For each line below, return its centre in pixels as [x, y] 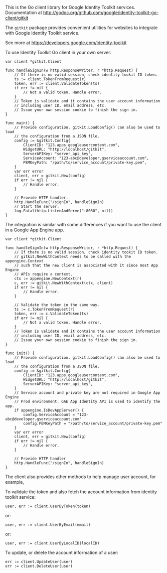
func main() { [20, 123]
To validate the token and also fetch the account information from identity [81, 492]
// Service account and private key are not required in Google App [87, 393]
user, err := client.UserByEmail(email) [48, 525]
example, [15, 482]
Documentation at [24, 13]
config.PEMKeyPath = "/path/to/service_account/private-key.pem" [93, 423]
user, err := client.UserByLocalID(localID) [52, 543]
